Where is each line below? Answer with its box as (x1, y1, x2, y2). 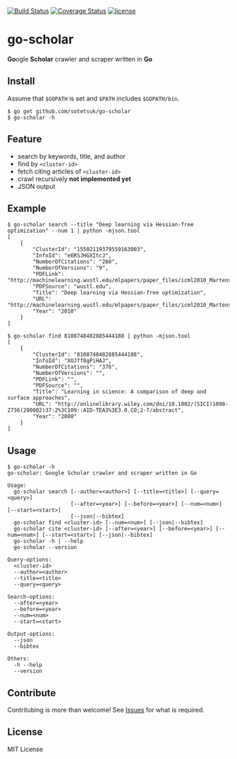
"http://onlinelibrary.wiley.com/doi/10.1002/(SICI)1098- (54, 400, 229, 408)
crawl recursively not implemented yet (17, 174, 132, 183)
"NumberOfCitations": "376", (32, 364, 119, 371)
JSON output (17, 182, 56, 190)
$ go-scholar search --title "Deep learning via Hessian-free (7, 221, 194, 228)
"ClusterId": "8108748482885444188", (32, 351, 143, 359)
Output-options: (7, 630, 55, 638)
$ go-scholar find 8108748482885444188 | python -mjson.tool (7, 332, 191, 340)
